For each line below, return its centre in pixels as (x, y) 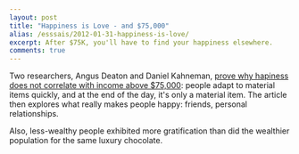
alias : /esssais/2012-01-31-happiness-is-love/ (100, 34)
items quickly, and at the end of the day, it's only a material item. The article (148, 95)
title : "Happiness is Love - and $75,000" (89, 26)
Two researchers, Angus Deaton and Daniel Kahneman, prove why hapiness (149, 76)
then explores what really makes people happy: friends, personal (129, 104)
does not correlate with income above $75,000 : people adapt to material (142, 85)
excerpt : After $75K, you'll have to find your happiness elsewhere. (141, 42)
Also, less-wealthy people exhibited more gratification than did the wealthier (149, 131)
